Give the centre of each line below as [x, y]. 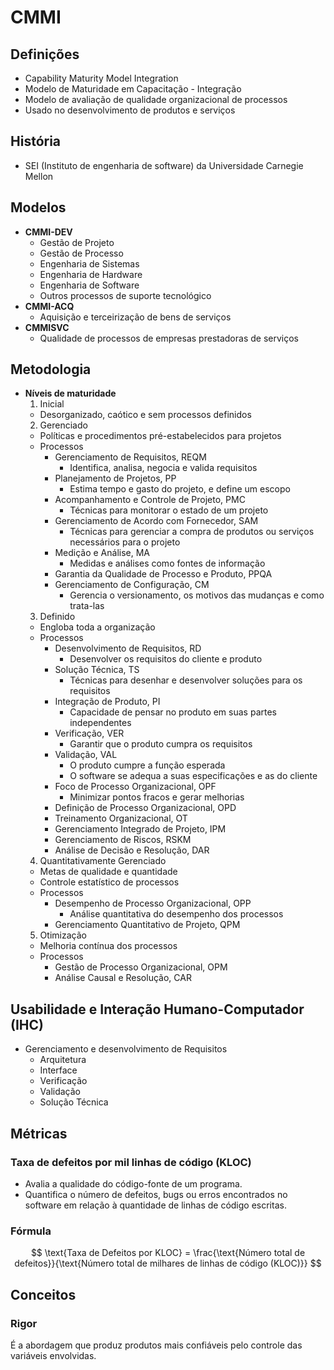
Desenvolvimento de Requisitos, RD [128, 648]
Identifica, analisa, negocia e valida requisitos [163, 468]
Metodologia [51, 369]
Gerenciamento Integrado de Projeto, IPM [140, 829]
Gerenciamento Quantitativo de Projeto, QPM [147, 925]
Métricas [39, 1133]
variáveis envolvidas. [53, 1355]
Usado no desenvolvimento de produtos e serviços [130, 110]
